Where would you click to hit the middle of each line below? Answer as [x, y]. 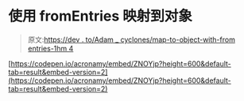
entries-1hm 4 [50, 48]
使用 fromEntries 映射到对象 [101, 16]
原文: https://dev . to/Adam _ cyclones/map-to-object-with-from [132, 39]
